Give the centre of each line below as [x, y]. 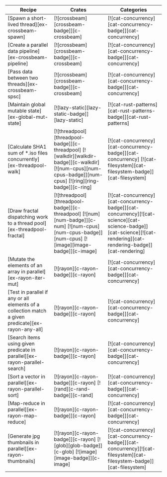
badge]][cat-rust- [129, 117]
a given [16, 317]
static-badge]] [71, 114]
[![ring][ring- [84, 181]
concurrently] [24, 159]
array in [17, 272]
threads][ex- [23, 84]
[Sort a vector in [27, 376]
